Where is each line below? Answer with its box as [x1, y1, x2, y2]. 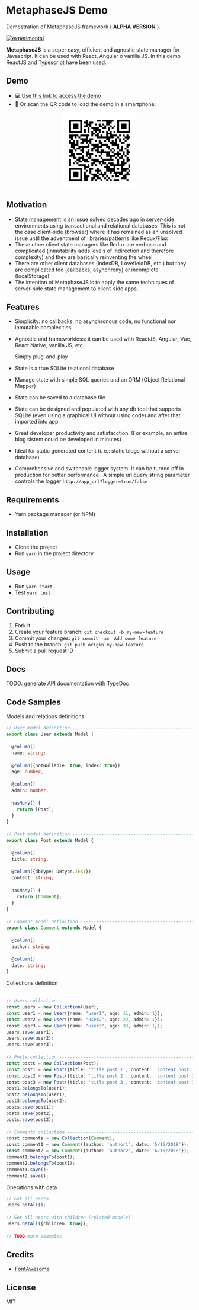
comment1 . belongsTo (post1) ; [6, 1154, 76, 1160]
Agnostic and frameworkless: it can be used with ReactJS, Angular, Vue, [14, 335, 192, 342]
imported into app [14, 418, 59, 425]
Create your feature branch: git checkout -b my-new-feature [14, 628, 164, 635]
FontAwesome [14, 1266, 50, 1273]
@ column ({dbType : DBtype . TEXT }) [11, 869, 92, 875]
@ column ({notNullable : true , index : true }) [11, 763, 120, 768]
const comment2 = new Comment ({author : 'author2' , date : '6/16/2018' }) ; [6, 1148, 190, 1154]
